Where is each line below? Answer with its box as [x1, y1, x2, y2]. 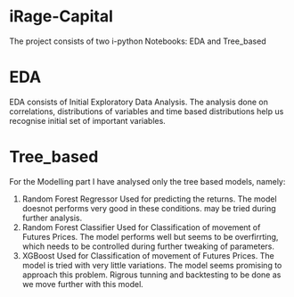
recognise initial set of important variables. [9, 115, 167, 126]
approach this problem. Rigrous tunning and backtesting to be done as [21, 269, 282, 280]
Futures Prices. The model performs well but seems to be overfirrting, [21, 231, 279, 242]
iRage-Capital [9, 6, 114, 27]
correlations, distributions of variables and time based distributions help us [9, 105, 284, 117]
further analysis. [21, 212, 83, 223]
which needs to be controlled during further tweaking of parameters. [21, 241, 274, 252]
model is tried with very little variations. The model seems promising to [21, 260, 282, 270]
